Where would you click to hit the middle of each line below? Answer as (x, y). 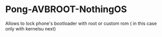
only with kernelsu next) (31, 28)
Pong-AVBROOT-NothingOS (66, 9)
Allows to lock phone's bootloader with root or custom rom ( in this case (81, 23)
